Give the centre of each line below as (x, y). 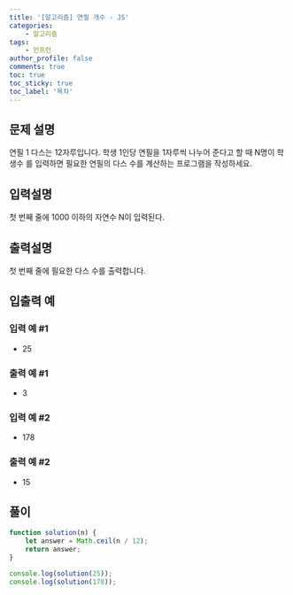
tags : (19, 42)
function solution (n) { (53, 533)
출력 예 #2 (30, 462)
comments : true (37, 67)
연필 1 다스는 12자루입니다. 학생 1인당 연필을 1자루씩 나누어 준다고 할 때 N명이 (142, 152)
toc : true (27, 75)
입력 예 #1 (29, 328)
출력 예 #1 (29, 373)
